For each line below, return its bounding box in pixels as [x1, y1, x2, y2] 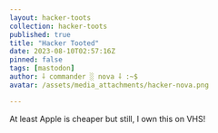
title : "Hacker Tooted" [9, 38, 100, 48]
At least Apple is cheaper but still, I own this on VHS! [9, 113, 206, 124]
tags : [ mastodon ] [9, 64, 75, 73]
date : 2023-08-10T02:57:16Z [9, 47, 116, 56]
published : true [9, 30, 71, 39]
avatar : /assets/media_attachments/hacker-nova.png [9, 81, 209, 90]
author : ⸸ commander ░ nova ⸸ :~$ [9, 72, 138, 81]
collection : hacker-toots [9, 22, 107, 31]
